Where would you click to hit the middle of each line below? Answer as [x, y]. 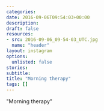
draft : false [23, 28]
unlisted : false [32, 62]
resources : [20, 34]
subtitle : [19, 73]
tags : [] [17, 85]
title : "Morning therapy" [38, 79]
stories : [17, 67]
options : [17, 56]
